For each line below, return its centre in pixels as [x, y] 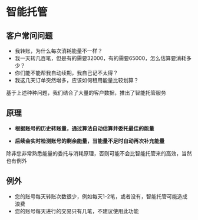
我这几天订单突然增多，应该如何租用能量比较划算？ [77, 80]
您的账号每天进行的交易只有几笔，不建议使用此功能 [77, 211]
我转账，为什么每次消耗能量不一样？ [59, 51]
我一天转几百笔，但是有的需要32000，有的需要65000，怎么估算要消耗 [100, 58]
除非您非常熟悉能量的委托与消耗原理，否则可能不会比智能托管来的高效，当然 [99, 153]
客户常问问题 [29, 36]
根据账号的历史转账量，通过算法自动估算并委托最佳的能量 [84, 128]
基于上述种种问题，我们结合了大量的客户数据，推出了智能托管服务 [86, 93]
